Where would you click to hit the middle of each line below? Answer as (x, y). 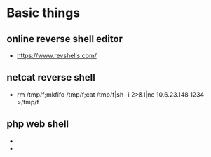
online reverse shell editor (65, 39)
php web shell (38, 124)
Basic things (43, 13)
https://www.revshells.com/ (57, 55)
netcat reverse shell (51, 77)
